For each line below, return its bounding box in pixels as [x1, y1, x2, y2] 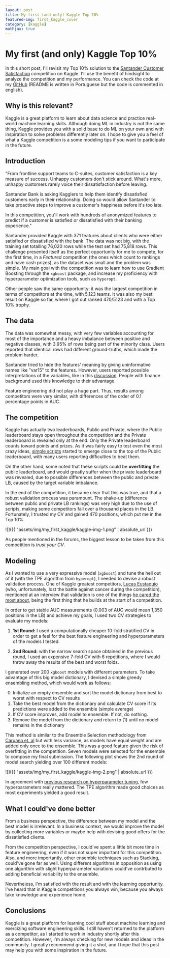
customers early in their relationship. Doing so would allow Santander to [5, 196, 156, 203]
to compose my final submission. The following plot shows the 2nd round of [5, 754, 164, 760]
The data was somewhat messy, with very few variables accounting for [5, 330, 154, 336]
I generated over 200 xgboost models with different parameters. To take [5, 669, 155, 675]
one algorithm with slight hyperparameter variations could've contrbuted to [5, 865, 162, 871]
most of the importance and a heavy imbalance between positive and [5, 335, 150, 342]
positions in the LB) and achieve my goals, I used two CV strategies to [5, 612, 151, 618]
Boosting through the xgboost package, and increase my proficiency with [5, 270, 158, 276]
